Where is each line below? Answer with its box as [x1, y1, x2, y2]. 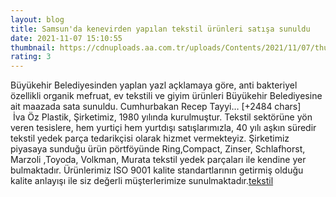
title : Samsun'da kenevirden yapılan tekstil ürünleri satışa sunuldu [10, 24, 311, 34]
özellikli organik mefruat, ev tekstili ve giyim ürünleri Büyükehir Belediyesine [10, 90, 323, 102]
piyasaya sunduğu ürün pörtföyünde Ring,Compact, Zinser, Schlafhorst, [10, 143, 306, 155]
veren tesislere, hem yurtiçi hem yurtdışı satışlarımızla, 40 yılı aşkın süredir [10, 122, 317, 134]
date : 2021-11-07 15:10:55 [10, 33, 123, 43]
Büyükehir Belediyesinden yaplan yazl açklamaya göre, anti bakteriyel [10, 79, 298, 91]
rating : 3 [10, 52, 52, 62]
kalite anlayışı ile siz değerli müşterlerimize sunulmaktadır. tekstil [10, 175, 274, 187]
